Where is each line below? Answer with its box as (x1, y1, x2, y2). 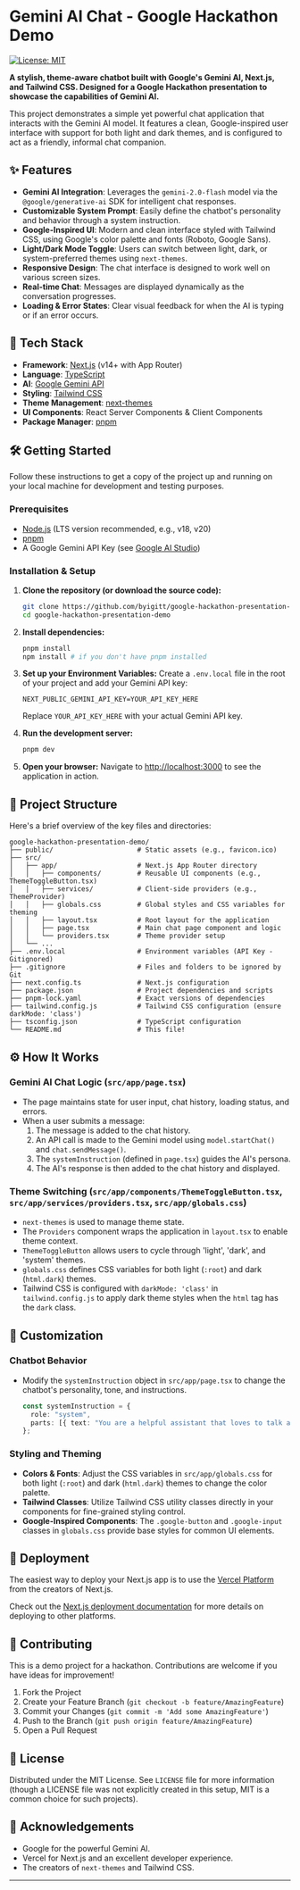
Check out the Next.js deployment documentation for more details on (9, 1601, 264, 1612)
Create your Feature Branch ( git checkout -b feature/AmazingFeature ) (21, 1696, 285, 1707)
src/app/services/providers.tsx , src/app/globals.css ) (9, 1196, 247, 1209)
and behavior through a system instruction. (21, 214, 181, 225)
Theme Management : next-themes (21, 397, 154, 408)
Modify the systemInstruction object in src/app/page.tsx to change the (21, 1375, 286, 1386)
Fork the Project (21, 1687, 82, 1698)
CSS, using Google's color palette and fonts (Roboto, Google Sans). (21, 234, 271, 245)
